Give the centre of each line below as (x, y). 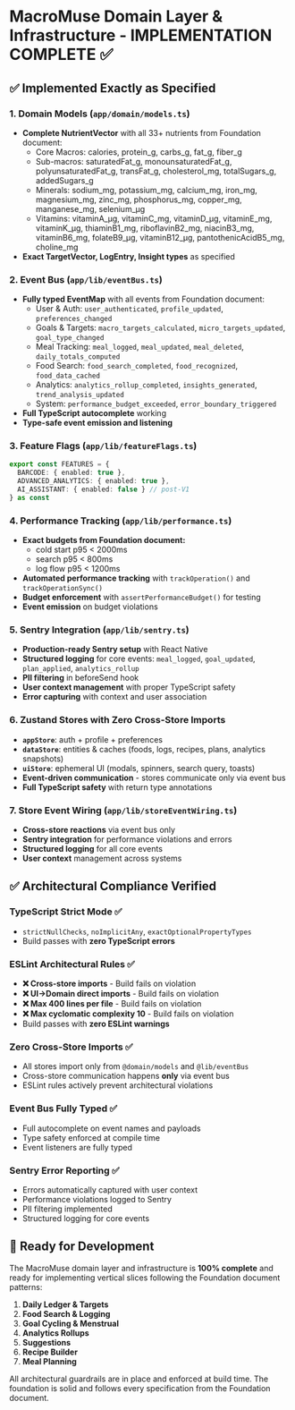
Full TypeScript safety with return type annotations (117, 787)
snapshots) (43, 759)
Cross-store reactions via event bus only (99, 830)
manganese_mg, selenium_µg (90, 208)
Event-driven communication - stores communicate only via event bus (154, 777)
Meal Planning (50, 1361)
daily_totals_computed (78, 357)
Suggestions (46, 1342)
